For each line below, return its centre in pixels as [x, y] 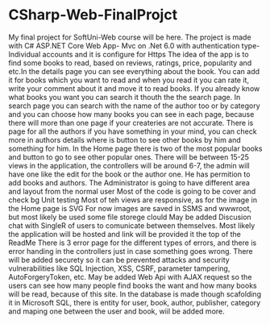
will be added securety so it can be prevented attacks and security [119, 260]
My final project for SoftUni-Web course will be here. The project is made [130, 37]
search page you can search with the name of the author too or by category [134, 106]
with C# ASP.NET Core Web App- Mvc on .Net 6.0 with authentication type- [134, 45]
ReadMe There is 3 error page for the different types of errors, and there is [133, 243]
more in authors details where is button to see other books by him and [125, 139]
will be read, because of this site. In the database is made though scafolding [135, 294]
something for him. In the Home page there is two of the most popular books [135, 148]
